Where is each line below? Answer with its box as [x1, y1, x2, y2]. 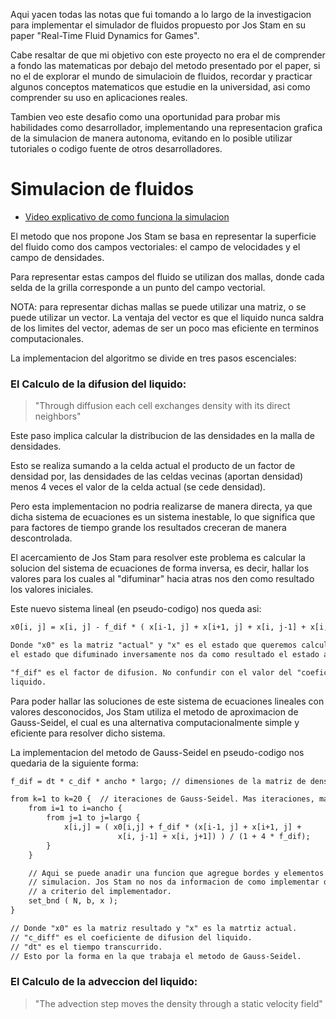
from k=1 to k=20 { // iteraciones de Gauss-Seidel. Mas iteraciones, [10, 794, 315, 804]
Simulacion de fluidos [10, 178, 195, 201]
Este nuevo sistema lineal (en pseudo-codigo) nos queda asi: [10, 603, 262, 615]
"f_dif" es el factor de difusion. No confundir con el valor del [10, 667, 293, 678]
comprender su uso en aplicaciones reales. [10, 92, 188, 103]
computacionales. [10, 332, 84, 344]
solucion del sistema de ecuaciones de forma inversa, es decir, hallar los [10, 562, 310, 574]
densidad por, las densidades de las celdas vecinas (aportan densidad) [10, 470, 304, 483]
